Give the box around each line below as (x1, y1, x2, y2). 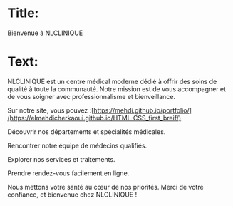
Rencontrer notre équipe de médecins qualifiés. (7, 141, 147, 150)
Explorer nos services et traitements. (7, 155, 115, 163)
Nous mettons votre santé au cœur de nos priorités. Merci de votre (7, 182, 204, 191)
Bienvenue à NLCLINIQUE (7, 29, 83, 37)
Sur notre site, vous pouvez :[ (7, 105, 94, 115)
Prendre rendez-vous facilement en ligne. (7, 169, 130, 177)
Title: (7, 5, 39, 21)
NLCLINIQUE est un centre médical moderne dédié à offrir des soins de (7, 77, 217, 86)
